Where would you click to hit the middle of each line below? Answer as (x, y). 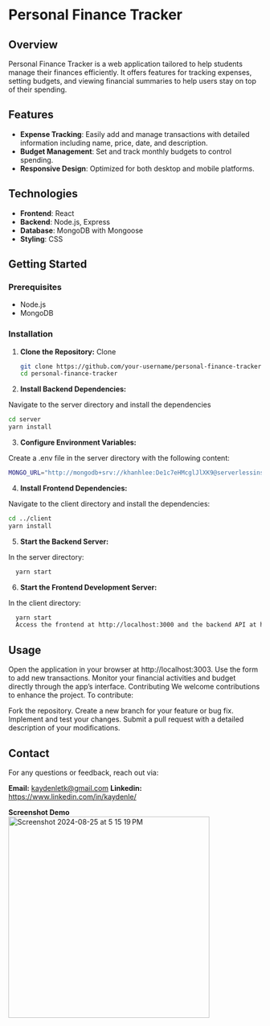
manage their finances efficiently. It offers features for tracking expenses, (130, 72)
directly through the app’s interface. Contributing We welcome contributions (134, 687)
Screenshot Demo (39, 812)
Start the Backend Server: (64, 541)
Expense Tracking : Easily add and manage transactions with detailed (135, 134)
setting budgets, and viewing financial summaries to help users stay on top (133, 81)
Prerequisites (35, 287)
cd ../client (30, 518)
